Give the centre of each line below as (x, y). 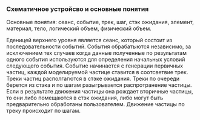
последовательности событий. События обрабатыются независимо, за (99, 46)
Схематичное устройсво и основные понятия (78, 9)
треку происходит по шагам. (43, 111)
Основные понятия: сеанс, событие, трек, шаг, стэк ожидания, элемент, (100, 22)
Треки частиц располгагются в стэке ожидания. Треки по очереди (93, 79)
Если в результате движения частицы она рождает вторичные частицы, (100, 92)
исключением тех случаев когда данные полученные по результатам (96, 53)
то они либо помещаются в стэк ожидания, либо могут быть (85, 98)
